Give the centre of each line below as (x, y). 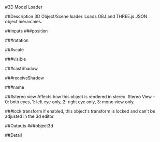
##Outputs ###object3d (29, 126)
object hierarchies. (24, 22)
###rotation (17, 40)
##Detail (14, 135)
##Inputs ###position (27, 31)
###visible (15, 59)
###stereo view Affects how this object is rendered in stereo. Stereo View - (80, 97)
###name (15, 87)
